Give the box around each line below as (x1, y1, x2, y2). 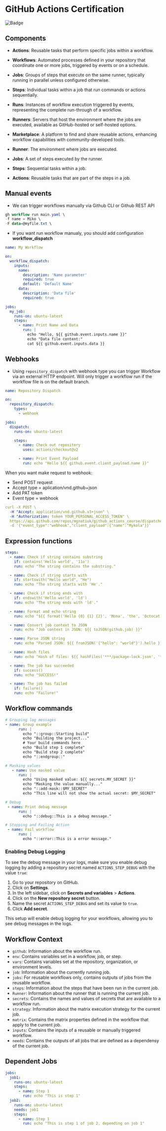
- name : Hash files (9, 650, 50, 655)
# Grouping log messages (5, 717, 56, 722)
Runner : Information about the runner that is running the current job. (12, 990, 150, 996)
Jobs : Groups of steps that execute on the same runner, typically (12, 72, 145, 78)
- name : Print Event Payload (18, 456, 79, 461)
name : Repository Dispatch (5, 388, 61, 393)
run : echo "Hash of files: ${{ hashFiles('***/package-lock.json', (14, 654, 156, 659)
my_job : (9, 309, 26, 314)
